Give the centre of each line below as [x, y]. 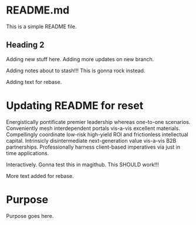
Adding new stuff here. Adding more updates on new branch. [80, 59]
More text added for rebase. [40, 176]
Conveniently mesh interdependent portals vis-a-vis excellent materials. [93, 128]
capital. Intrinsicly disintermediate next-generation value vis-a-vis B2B [91, 140]
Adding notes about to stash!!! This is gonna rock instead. [76, 70]
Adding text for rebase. [34, 82]
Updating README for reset [75, 105]
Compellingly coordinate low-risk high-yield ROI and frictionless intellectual [97, 134]
